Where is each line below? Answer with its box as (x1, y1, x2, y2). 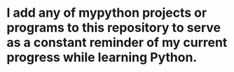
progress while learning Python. (6, 50, 198, 66)
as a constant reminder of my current (6, 35, 228, 50)
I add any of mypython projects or (6, 5, 207, 21)
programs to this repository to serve (6, 20, 221, 36)
